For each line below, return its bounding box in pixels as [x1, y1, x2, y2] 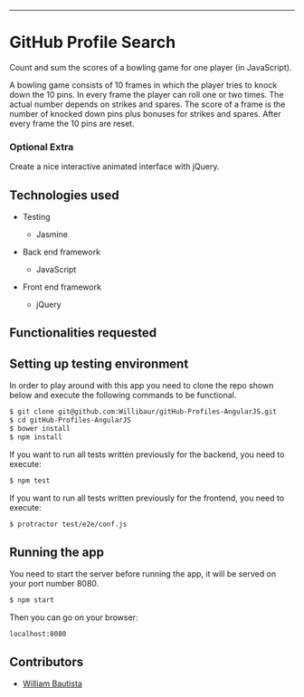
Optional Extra [9, 140, 74, 153]
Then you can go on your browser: [9, 612, 138, 623]
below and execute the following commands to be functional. [9, 390, 237, 401]
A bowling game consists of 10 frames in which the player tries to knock [9, 79, 278, 91]
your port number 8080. [9, 578, 100, 589]
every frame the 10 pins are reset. [9, 118, 135, 129]
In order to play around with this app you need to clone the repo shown [9, 380, 274, 391]
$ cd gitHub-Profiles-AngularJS [9, 415, 131, 425]
